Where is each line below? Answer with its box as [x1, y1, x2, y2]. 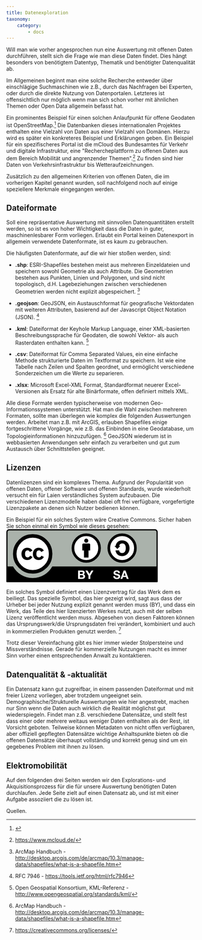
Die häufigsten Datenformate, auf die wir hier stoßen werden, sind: [6, 250, 171, 257]
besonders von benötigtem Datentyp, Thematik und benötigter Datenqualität [6, 59, 195, 66]
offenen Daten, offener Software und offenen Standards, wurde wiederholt [6, 485, 191, 492]
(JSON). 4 [14, 313, 40, 320]
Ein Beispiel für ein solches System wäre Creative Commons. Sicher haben [6, 515, 191, 523]
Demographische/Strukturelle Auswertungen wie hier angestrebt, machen [6, 699, 189, 706]
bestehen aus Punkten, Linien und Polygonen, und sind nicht [14, 274, 165, 281]
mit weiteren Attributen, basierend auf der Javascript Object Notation [14, 306, 186, 313]
